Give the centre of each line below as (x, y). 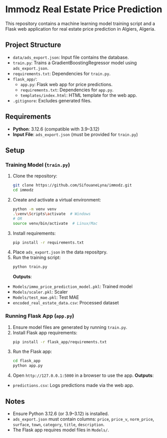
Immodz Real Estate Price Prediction (84, 9)
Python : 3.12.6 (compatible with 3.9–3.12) (56, 129)
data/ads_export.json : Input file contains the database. (71, 57)
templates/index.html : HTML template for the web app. (79, 95)
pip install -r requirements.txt (48, 242)
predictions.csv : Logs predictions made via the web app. (73, 385)
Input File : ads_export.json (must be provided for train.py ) (75, 134)
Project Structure (33, 45)
